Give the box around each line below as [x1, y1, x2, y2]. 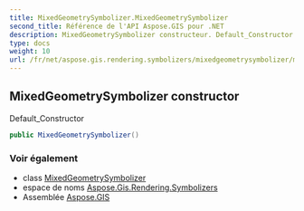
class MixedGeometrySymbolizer [22, 172, 147, 183]
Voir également [9, 151, 79, 164]
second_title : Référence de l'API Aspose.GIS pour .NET [9, 22, 224, 31]
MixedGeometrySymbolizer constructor [9, 89, 240, 104]
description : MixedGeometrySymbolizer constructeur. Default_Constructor [9, 30, 294, 39]
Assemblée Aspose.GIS [22, 191, 110, 202]
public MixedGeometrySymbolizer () [9, 130, 140, 139]
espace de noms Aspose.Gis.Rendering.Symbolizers [22, 182, 219, 193]
